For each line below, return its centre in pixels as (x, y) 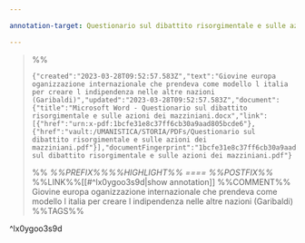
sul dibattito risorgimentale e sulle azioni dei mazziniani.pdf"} (162, 155)
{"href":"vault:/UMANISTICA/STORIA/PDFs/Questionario (135, 131)
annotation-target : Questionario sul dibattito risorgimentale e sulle (148, 25)
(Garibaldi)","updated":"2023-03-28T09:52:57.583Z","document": (156, 100)
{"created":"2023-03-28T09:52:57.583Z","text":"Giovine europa (154, 76)
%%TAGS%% (58, 210)
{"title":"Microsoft (70, 108)
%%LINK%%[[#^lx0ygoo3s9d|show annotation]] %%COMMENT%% (161, 181)
